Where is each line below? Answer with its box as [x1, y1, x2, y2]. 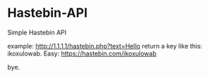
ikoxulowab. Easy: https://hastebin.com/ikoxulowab [7, 49, 157, 58]
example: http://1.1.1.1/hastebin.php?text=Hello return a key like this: [7, 41, 203, 50]
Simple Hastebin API [7, 28, 67, 37]
